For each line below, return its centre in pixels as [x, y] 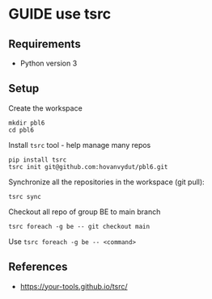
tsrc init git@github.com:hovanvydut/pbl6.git [88, 166]
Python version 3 [49, 63]
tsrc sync [25, 196]
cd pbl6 [21, 130]
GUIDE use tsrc [60, 14]
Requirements [45, 44]
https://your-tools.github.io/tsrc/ [74, 286]
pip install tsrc [38, 160]
